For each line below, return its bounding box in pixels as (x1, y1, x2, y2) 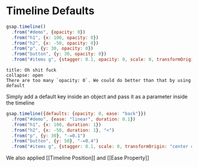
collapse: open (6, 73, 44, 78)
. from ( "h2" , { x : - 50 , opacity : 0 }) (11, 40, 99, 46)
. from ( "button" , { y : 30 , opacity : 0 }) (11, 51, 107, 57)
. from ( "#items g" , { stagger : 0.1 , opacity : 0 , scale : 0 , (11, 57, 154, 63)
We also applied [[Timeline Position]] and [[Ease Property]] (6, 155, 149, 162)
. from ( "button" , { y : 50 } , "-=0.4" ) (11, 138, 99, 144)
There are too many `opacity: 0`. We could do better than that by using (6, 78, 192, 84)
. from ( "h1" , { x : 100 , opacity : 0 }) (11, 34, 99, 41)
